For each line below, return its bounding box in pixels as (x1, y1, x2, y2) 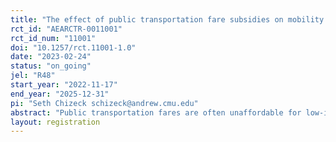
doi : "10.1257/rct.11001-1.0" (10, 42, 137, 53)
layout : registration (10, 117, 101, 127)
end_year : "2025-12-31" (10, 89, 110, 99)
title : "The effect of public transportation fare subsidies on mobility (10, 14, 325, 25)
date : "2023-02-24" (10, 52, 92, 62)
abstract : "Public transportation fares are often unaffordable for (10, 107, 302, 118)
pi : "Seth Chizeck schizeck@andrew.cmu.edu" (10, 98, 199, 108)
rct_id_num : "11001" (10, 33, 97, 43)
